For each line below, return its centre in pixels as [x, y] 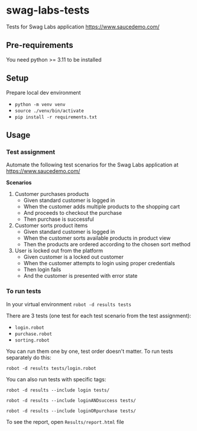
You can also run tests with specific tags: [56, 379]
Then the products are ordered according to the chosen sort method [107, 245]
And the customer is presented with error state [80, 276]
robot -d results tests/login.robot [51, 368]
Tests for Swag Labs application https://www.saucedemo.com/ [83, 27]
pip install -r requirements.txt [56, 117]
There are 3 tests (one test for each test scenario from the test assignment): [98, 316]
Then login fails [42, 269]
